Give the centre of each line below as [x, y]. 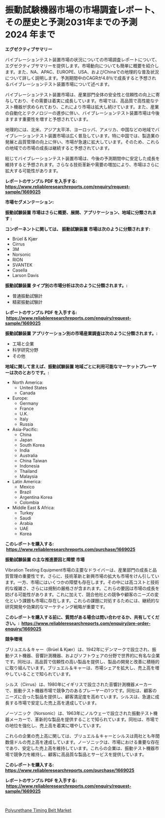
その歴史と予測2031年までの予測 [71, 22]
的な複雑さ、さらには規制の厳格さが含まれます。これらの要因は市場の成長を [82, 588]
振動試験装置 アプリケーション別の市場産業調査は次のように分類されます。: [82, 333]
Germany [29, 403]
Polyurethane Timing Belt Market [38, 810]
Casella [20, 270]
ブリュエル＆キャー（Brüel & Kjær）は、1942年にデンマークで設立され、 [79, 649]
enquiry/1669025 [23, 628]
